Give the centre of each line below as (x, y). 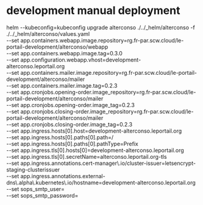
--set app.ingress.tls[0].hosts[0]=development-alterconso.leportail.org (95, 150)
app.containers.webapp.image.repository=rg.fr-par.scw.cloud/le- (102, 40)
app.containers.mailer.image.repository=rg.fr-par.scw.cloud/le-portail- (109, 72)
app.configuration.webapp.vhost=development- (81, 60)
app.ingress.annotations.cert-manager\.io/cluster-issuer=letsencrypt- (108, 163)
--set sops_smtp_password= (42, 195)
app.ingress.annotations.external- (63, 176)
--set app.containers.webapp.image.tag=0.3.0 (65, 53)
